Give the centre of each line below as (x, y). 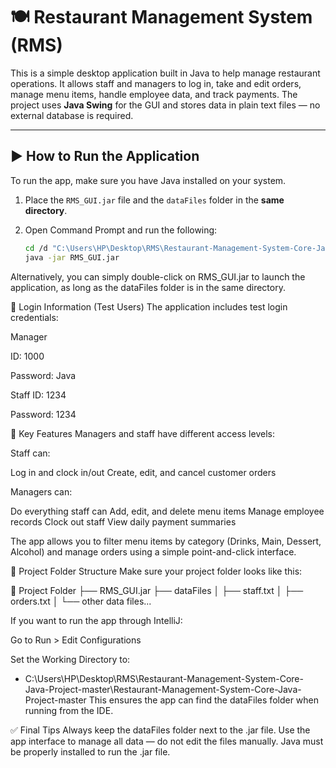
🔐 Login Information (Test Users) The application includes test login (149, 306)
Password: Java (43, 375)
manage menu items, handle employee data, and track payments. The (154, 94)
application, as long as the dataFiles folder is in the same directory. (148, 287)
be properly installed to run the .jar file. (90, 751)
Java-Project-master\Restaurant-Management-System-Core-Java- (163, 689)
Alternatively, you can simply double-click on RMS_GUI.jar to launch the (158, 276)
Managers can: (41, 491)
